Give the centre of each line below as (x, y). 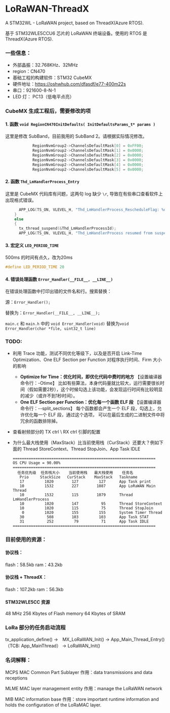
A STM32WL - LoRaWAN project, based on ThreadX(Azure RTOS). (75, 23)
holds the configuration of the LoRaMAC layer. (53, 705)
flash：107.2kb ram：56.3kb (34, 589)
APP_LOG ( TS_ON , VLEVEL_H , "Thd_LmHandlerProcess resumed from (86, 233)
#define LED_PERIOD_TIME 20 (35, 267)
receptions (16, 678)
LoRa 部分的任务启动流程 (35, 627)
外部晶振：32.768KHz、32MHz (45, 65)
